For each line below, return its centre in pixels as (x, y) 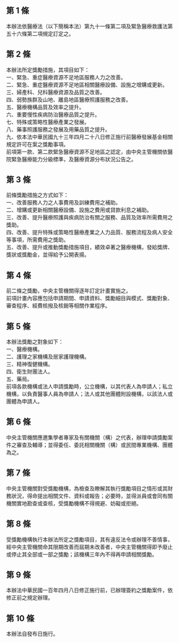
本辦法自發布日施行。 (32, 634)
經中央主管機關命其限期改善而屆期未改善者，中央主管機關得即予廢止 (89, 546)
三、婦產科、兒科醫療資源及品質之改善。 (56, 92)
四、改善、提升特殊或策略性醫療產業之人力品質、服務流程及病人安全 (89, 232)
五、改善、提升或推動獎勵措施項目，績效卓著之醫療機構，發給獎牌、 (89, 247)
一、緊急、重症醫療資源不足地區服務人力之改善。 (66, 77)
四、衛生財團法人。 (30, 372)
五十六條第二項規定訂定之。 (40, 33)
